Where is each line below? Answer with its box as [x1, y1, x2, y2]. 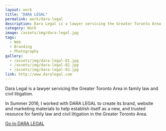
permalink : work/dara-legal [5, 16, 64, 21]
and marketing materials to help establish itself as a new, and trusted [5, 105, 146, 112]
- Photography [9, 49, 39, 54]
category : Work [5, 26, 37, 31]
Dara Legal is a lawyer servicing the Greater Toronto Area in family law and [5, 85, 159, 91]
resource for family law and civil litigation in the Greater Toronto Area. [5, 111, 148, 117]
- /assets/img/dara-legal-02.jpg [9, 63, 79, 67]
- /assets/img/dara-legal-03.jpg [9, 67, 79, 72]
